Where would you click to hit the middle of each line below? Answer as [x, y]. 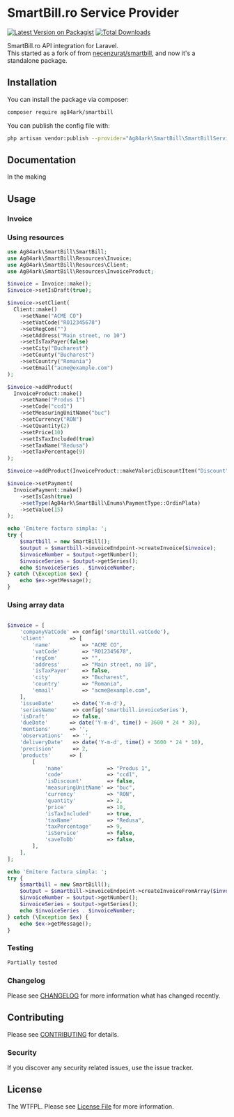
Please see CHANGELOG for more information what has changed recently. [114, 996]
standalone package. [37, 60]
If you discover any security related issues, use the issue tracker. [100, 1068]
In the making [27, 177]
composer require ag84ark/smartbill [60, 112]
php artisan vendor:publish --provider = [67, 138]
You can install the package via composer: [68, 99]
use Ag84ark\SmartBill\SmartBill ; [57, 252]
